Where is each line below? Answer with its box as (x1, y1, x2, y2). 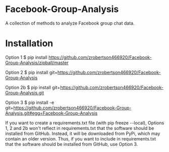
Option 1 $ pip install (5, 54, 48, 60)
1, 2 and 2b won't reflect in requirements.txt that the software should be (5, 125, 154, 131)
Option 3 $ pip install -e (5, 99, 54, 105)
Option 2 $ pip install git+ (5, 69, 58, 75)
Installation (5, 38, 53, 49)
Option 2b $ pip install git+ (5, 84, 61, 90)
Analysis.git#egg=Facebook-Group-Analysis (5, 110, 98, 116)
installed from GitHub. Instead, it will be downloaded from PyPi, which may (5, 130, 160, 136)
